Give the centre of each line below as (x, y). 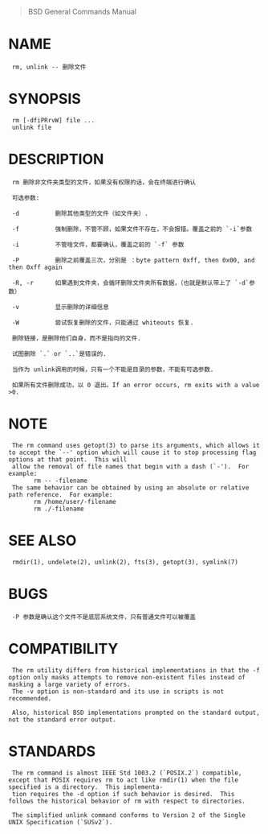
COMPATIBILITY (63, 648)
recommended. (30, 698)
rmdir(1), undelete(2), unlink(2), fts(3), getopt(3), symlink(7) (125, 562)
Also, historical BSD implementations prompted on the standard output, (136, 712)
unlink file (32, 127)
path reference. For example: (61, 494)
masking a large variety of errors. (69, 684)
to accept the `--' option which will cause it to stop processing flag (132, 452)
